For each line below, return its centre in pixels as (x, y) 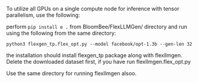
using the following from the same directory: (61, 33)
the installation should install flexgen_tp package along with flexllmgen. (94, 55)
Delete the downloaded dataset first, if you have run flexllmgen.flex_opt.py (99, 62)
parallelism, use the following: (43, 15)
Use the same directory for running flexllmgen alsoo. (71, 73)
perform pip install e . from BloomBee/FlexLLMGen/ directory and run (97, 27)
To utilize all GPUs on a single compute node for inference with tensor (93, 9)
